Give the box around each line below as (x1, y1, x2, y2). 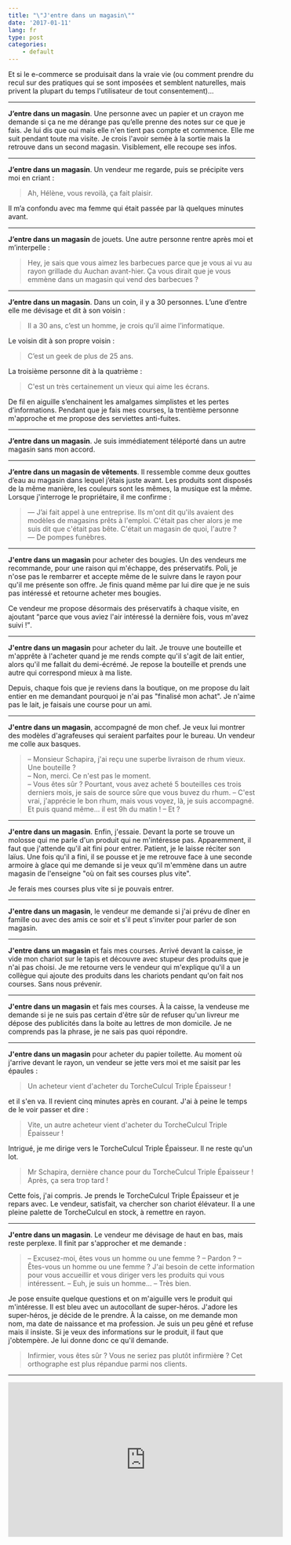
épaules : (8, 1066, 38, 1075)
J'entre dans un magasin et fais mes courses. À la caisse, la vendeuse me (8, 1002, 249, 1011)
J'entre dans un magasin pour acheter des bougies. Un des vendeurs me (8, 555, 247, 564)
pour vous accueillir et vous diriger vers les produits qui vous (27, 1270, 225, 1280)
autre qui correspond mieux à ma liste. (8, 668, 133, 677)
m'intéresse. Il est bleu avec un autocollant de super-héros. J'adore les (8, 1302, 238, 1312)
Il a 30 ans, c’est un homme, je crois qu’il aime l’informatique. (27, 321, 225, 330)
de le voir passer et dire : (8, 1105, 89, 1114)
